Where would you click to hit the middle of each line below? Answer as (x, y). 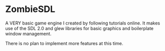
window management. (28, 33)
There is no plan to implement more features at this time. (64, 43)
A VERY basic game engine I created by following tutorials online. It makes (83, 23)
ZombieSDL (30, 9)
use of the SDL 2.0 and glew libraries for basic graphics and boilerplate (79, 28)
